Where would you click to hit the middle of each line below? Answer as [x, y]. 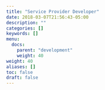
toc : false [20, 72]
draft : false [22, 78]
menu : [13, 39]
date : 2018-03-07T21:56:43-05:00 [47, 17]
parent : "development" [45, 50]
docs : [18, 45]
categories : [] [25, 28]
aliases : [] [21, 67]
